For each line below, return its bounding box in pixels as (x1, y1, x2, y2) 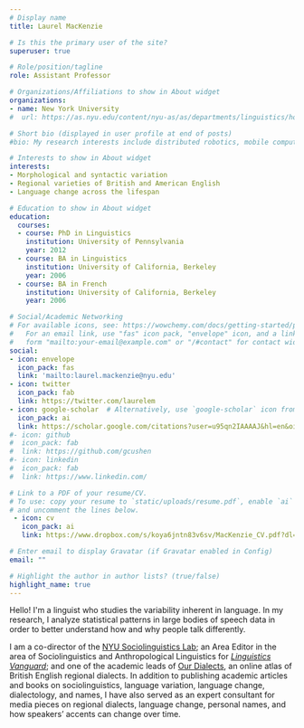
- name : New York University (9, 104, 119, 113)
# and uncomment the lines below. (9, 506, 140, 515)
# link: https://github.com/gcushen (9, 447, 152, 457)
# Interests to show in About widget (9, 154, 152, 163)
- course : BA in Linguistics (17, 254, 128, 263)
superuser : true (9, 46, 71, 55)
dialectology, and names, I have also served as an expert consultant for (9, 689, 276, 701)
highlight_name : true (9, 580, 91, 589)
